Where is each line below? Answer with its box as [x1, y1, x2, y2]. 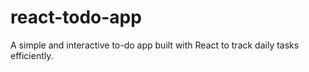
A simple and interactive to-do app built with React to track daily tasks [10, 39, 300, 51]
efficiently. [10, 49, 54, 61]
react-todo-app [10, 6, 142, 29]
